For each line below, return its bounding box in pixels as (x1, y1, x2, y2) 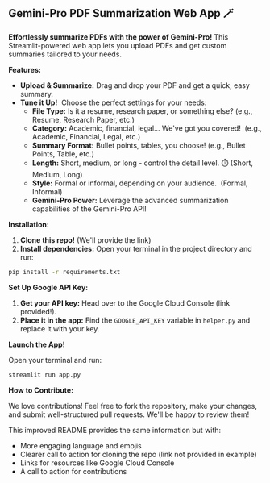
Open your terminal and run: (8, 355, 102, 364)
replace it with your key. (19, 323, 100, 333)
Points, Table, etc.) (31, 148, 95, 159)
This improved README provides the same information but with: (8, 425, 222, 435)
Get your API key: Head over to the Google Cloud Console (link (19, 298, 231, 308)
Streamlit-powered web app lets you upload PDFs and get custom (8, 40, 227, 50)
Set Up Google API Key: (8, 282, 89, 292)
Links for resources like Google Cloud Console (19, 458, 175, 468)
